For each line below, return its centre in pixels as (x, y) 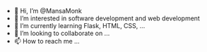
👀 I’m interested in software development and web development (107, 18)
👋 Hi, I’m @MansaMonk (48, 11)
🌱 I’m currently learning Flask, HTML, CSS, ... (79, 26)
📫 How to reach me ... (47, 41)
